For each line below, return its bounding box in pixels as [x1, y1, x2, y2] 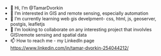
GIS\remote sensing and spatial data [10, 32, 87, 38]
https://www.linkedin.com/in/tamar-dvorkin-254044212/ [10, 45, 129, 51]
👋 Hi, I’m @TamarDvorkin [10, 5, 63, 11]
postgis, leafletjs [10, 21, 45, 27]
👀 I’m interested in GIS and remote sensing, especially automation [10, 10, 149, 16]
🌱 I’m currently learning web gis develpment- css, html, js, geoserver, [10, 16, 156, 21]
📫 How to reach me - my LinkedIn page [10, 38, 95, 43]
